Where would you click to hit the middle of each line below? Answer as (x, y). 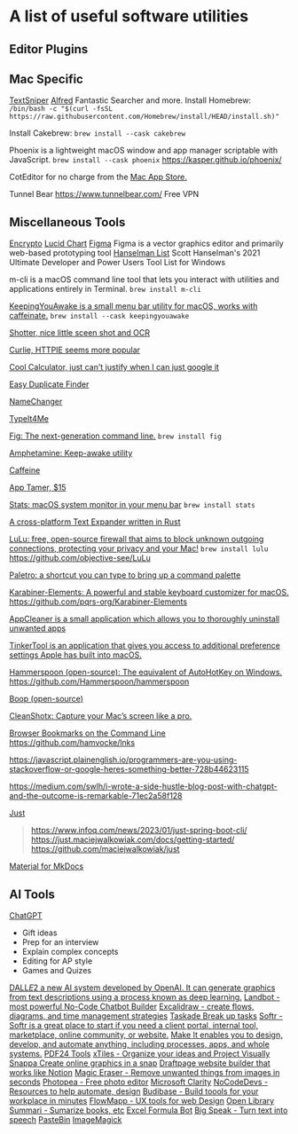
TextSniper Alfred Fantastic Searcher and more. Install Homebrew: (130, 100)
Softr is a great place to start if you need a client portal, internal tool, (134, 1026)
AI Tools (32, 894)
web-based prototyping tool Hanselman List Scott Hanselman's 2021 (135, 253)
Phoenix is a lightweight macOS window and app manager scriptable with (143, 150)
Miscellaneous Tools (67, 222)
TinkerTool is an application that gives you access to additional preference (145, 646)
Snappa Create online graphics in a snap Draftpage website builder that (140, 1063)
